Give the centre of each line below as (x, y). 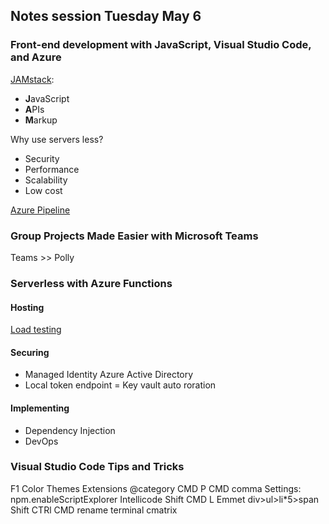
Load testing (36, 330)
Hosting (27, 307)
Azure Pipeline (40, 210)
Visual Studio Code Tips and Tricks (97, 467)
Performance (52, 169)
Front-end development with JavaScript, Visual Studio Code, (161, 45)
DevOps (41, 441)
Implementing (40, 408)
